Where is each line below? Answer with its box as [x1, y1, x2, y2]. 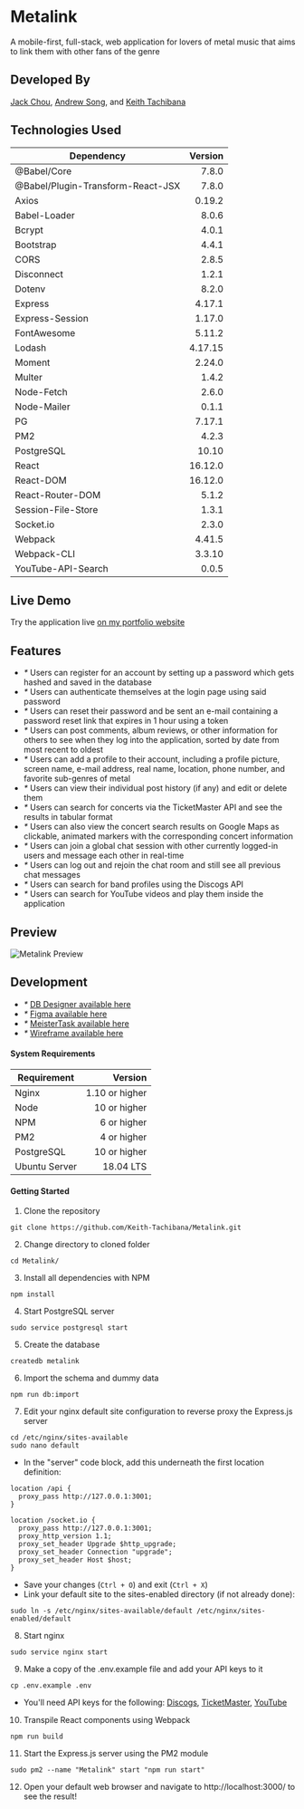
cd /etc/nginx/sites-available [10, 1433, 128, 1442]
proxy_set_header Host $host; [18, 1555, 132, 1564]
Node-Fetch [14, 385, 68, 398]
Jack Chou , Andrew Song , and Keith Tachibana [10, 96, 186, 107]
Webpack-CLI [14, 547, 76, 560]
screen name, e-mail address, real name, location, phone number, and [23, 764, 286, 775]
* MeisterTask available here [23, 1017, 129, 1029]
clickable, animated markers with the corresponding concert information [23, 831, 293, 842]
